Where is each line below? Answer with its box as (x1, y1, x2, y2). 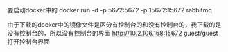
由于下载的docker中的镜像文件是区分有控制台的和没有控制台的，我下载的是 (7, 21, 222, 29)
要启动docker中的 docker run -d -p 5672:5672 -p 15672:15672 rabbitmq (7, 6, 213, 14)
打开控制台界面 (7, 38, 50, 46)
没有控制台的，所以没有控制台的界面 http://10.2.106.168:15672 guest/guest (7, 29, 218, 37)
